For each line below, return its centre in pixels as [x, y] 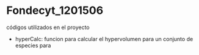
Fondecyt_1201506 [55, 11]
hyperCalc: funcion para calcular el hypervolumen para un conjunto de [104, 39]
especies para [33, 45]
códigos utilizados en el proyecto [48, 27]
